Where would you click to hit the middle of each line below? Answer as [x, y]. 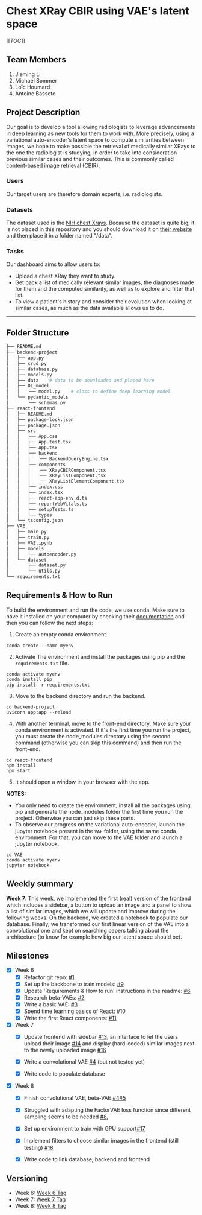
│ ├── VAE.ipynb [29, 543]
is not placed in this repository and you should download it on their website [99, 229]
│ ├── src [21, 431]
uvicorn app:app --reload [38, 712]
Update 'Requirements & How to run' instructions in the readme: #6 [107, 991]
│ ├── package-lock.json [40, 420]
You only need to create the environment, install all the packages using [103, 805]
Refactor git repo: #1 [49, 977]
